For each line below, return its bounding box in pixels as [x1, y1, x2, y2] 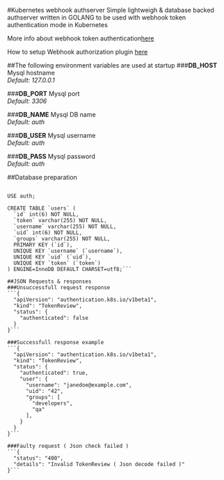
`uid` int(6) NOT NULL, [13, 229, 82, 236]
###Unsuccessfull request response [7, 284, 111, 291]
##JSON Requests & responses [7, 278, 92, 285]
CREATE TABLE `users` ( [7, 205, 77, 212]
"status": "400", [13, 455, 64, 462]
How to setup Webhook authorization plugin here [7, 48, 148, 56]
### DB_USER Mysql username [7, 132, 96, 139]
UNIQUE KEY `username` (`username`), [13, 247, 123, 254]
